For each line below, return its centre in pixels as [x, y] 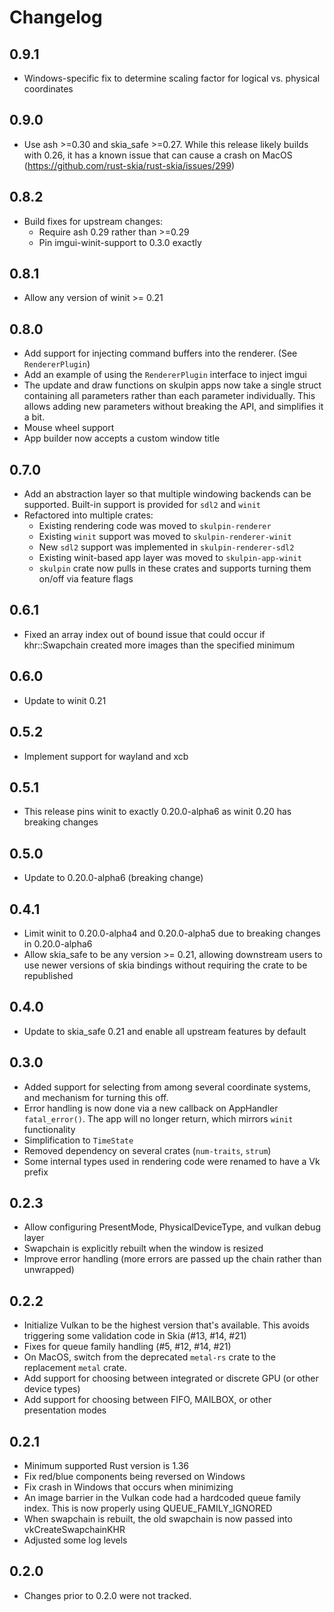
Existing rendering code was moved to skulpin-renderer [155, 526]
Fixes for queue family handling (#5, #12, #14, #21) [127, 1347]
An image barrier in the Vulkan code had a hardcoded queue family [162, 1497]
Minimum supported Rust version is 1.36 [106, 1465]
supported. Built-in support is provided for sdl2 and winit [142, 505]
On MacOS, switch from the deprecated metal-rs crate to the [149, 1357]
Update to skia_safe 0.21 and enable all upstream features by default [165, 1031]
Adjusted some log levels [75, 1540]
